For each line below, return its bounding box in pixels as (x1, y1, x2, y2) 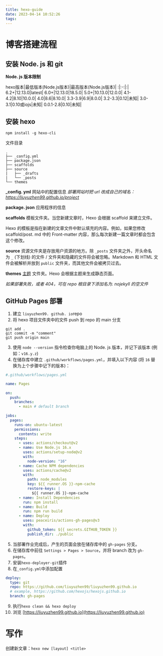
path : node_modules (27, 477, 67, 482)
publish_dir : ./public (27, 532, 74, 536)
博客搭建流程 (5, 39, 58, 50)
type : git (10, 580, 30, 585)
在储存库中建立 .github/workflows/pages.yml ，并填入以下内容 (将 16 (12, 357, 150, 363)
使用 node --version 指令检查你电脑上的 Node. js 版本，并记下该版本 (12, 344, 151, 350)
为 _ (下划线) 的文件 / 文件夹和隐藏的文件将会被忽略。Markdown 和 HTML (5, 254, 153, 260)
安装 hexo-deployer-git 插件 (12, 559, 67, 565)
